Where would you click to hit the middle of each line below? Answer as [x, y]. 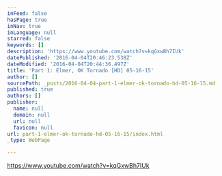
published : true [30, 89]
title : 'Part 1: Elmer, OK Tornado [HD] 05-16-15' [81, 70]
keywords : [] [26, 45]
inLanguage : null [32, 32]
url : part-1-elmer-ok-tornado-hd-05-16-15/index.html [85, 134]
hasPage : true [27, 20]
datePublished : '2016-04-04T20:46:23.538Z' [70, 58]
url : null [27, 121]
